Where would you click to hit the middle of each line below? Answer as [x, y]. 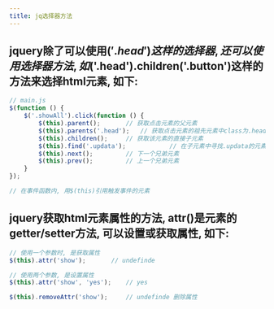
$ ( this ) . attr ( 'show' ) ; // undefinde [82, 260]
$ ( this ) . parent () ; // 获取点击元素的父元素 [118, 124]
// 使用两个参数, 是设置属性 [52, 275]
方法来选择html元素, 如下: [74, 82]
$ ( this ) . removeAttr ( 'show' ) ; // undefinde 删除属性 [103, 298]
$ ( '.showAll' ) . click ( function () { [84, 116]
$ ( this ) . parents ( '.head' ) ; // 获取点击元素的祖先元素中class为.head [152, 131]
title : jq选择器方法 [41, 16]
